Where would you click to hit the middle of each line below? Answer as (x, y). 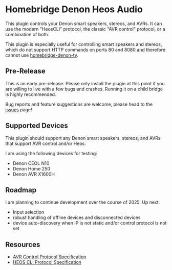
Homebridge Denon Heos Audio (74, 9)
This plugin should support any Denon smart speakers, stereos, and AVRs (83, 138)
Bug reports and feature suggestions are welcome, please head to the (79, 104)
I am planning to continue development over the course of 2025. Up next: (83, 202)
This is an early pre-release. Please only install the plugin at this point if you (85, 83)
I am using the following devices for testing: (51, 153)
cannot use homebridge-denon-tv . (42, 55)
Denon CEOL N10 (31, 163)
